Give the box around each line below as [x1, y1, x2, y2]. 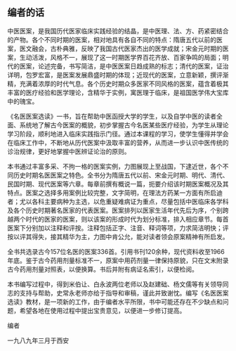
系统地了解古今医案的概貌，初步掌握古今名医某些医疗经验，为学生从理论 [19, 120, 229, 129]
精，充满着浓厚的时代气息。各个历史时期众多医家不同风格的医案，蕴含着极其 [7, 79, 229, 88]
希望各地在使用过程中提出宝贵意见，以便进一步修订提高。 [19, 306, 186, 314]
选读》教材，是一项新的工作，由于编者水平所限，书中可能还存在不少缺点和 [7, 298, 223, 306]
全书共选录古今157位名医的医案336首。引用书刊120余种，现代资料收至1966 [7, 247, 225, 255]
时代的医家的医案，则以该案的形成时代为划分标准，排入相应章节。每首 [25, 215, 229, 223]
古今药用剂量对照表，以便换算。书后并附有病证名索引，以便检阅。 [7, 264, 198, 273]
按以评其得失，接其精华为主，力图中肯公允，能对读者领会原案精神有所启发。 [7, 232, 229, 241]
